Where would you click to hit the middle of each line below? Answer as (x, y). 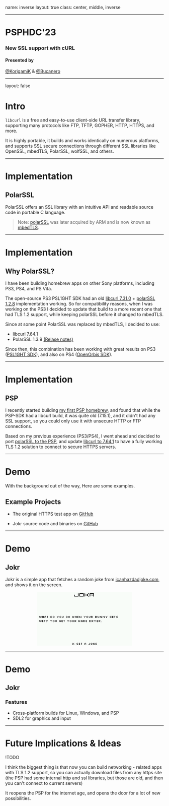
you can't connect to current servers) (44, 783)
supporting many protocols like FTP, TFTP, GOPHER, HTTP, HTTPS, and (80, 126)
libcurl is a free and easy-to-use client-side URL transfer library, (73, 120)
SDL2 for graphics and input (42, 718)
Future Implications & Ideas (63, 743)
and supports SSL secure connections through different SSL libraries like (80, 146)
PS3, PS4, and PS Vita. (29, 289)
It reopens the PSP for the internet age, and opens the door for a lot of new (83, 793)
